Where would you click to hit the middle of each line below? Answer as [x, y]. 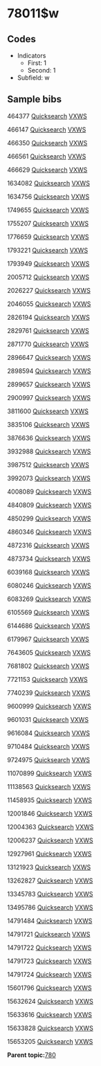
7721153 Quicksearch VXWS [47, 679]
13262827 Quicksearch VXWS [50, 880]
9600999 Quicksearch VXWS [49, 706]
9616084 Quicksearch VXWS [49, 733]
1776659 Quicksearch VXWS [48, 237]
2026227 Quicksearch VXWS [49, 290]
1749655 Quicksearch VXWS [48, 210]
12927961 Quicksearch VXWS [49, 853]
